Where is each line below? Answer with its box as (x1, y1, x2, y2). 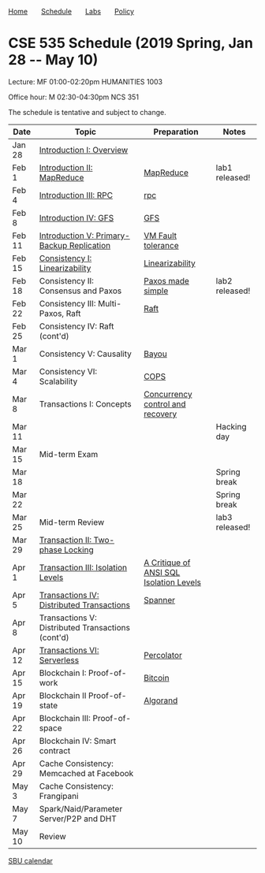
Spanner (143, 594, 176, 605)
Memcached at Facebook (39, 767, 134, 778)
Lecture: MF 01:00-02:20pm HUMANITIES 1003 (8, 76, 163, 86)
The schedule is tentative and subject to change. (8, 107, 167, 117)
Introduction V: (39, 230, 95, 241)
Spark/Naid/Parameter (39, 803, 123, 814)
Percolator (143, 649, 183, 660)
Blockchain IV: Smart (39, 735, 117, 746)
